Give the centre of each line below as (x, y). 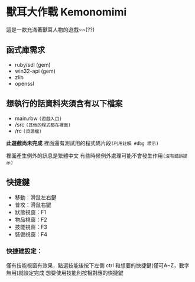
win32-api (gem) (35, 71)
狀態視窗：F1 (30, 212)
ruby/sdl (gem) (33, 64)
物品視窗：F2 (31, 220)
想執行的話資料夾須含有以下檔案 (64, 104)
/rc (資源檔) (28, 131)
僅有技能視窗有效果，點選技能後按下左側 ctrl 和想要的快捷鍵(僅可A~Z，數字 (98, 265)
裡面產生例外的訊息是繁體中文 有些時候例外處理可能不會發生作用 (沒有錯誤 (95, 155)
